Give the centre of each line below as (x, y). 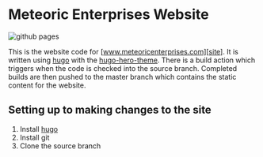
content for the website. (47, 85)
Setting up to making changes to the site (110, 110)
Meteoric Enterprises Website (109, 15)
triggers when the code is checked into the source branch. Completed (123, 68)
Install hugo (38, 129)
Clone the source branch (60, 146)
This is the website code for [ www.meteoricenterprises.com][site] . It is (124, 51)
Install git (34, 137)
